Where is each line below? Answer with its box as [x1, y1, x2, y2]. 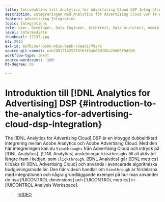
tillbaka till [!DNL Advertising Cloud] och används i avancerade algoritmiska [5, 161, 158, 167]
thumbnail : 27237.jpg [5, 35, 50, 40]
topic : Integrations [5, 21, 48, 26]
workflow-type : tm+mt [5, 53, 50, 58]
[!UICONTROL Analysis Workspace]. [5, 182, 79, 188]
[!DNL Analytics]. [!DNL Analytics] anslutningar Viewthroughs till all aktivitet [5, 151, 156, 157]
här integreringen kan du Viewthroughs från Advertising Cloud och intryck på [5, 145, 160, 151]
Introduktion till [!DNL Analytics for [5, 87, 151, 99]
